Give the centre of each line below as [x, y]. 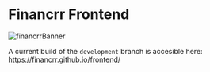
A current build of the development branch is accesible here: [106, 51]
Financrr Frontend [69, 14]
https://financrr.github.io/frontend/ [65, 59]
